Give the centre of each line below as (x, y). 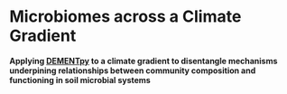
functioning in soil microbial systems (80, 80)
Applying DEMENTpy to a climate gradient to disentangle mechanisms (143, 61)
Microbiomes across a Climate (125, 17)
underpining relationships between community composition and (133, 70)
